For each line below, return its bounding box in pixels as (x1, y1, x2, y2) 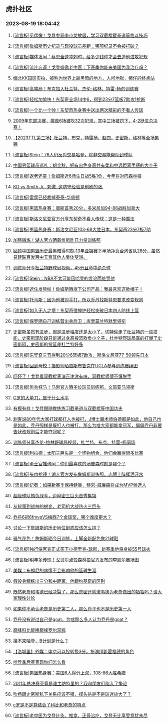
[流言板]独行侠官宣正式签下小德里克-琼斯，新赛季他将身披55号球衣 (12, 546, 151, 552)
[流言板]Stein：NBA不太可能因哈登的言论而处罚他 (12, 275, 115, 281)
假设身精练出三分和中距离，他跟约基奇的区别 (12, 578, 105, 584)
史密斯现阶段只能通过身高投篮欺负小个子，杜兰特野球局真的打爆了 (21, 335, 158, 341)
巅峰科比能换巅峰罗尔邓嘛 (12, 627, 66, 633)
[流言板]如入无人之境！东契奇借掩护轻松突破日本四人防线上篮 (12, 307, 139, 313)
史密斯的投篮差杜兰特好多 (30, 341, 83, 347)
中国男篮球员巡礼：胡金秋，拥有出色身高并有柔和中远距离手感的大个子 (12, 162, 158, 168)
